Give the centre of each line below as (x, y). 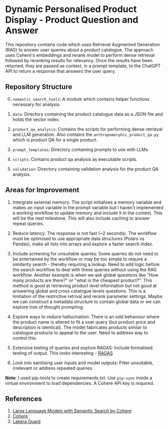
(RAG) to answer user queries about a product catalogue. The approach (79, 50)
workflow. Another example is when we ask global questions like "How (86, 275)
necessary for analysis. (37, 104)
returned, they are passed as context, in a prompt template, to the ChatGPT (83, 66)
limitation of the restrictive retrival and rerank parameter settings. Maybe (88, 296)
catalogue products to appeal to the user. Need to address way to (80, 333)
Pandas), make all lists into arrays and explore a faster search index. (83, 244)
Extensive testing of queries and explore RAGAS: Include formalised (82, 348)
